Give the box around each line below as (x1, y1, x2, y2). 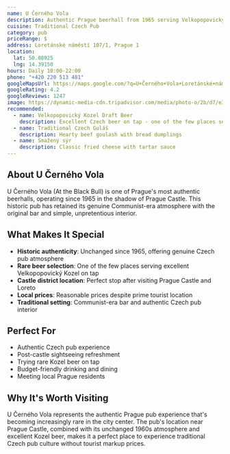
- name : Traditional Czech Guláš (13, 125, 109, 131)
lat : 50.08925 (13, 55, 53, 62)
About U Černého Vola (7, 169, 105, 181)
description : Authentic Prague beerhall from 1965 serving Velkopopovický (7, 16, 225, 23)
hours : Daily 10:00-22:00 (7, 67, 81, 74)
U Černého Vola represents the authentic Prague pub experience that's (7, 410, 207, 418)
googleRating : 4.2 (7, 86, 60, 93)
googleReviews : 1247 (7, 93, 66, 100)
